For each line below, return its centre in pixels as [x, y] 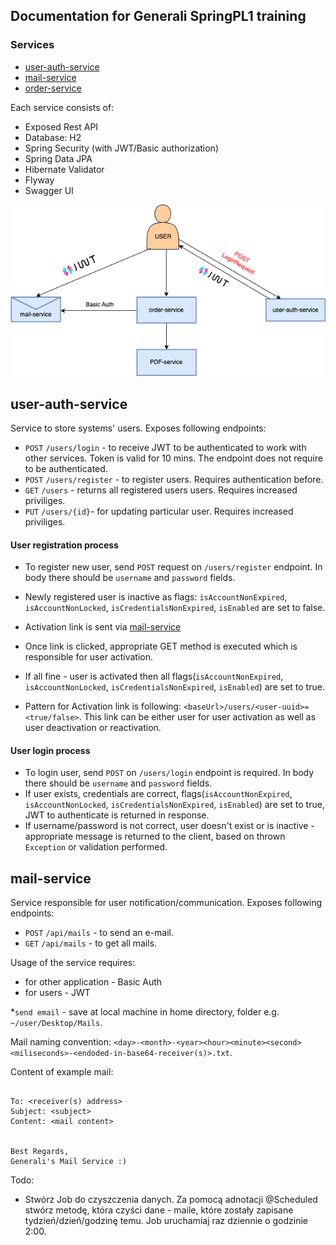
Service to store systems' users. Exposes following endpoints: [138, 428]
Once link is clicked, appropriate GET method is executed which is [161, 646]
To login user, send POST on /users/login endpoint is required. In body [169, 773]
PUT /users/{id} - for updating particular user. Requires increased [159, 511]
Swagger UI [49, 190]
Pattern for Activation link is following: [103, 706]
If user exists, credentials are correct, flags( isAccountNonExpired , [158, 794]
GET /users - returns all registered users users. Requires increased [161, 490]
